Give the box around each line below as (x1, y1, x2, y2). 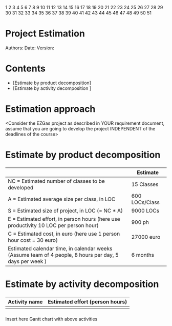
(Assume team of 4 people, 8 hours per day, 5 (8, 251, 119, 258)
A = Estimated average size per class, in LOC (8, 195, 116, 202)
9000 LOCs (131, 207, 160, 214)
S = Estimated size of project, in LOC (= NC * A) (8, 207, 123, 214)
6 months (131, 251, 155, 258)
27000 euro (131, 233, 161, 240)
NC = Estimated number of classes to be (8, 177, 105, 184)
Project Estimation (5, 28, 85, 40)
